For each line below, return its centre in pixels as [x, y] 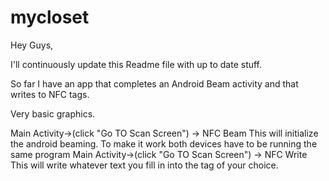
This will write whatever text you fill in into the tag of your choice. [144, 165]
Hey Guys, [32, 45]
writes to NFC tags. [50, 94]
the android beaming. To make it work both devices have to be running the [164, 143]
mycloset [50, 17]
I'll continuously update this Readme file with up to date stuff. [136, 64]
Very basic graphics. [53, 113]
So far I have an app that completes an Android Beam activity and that [154, 83]
